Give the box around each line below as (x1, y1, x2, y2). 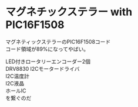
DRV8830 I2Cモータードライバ (5, 65, 80, 72)
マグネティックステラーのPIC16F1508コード (5, 38, 111, 45)
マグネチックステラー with (5, 5, 133, 19)
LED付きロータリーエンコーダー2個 (5, 58, 90, 65)
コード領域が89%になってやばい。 (5, 45, 89, 53)
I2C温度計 (5, 73, 30, 80)
